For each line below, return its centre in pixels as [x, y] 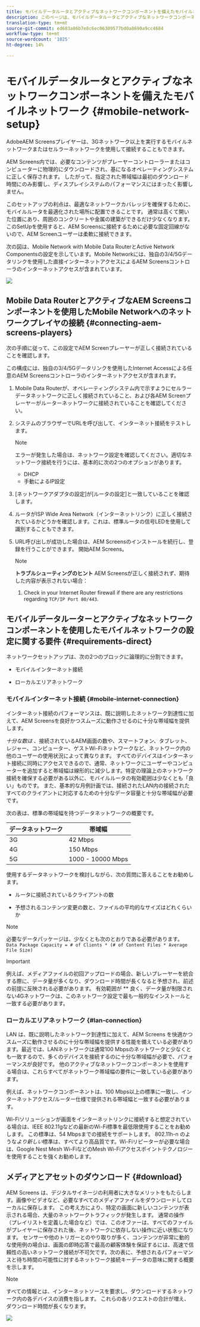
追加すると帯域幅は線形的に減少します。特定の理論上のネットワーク [110, 770]
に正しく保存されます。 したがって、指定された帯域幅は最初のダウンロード [98, 176]
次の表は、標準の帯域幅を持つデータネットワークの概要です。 [82, 813]
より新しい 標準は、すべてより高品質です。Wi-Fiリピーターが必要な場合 [104, 1142]
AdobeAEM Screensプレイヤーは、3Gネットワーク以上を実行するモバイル [97, 141]
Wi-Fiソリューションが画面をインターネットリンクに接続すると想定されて [96, 1119]
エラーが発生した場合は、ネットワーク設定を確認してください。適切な [101, 455]
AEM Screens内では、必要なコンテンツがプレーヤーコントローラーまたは [96, 161]
